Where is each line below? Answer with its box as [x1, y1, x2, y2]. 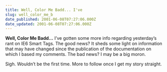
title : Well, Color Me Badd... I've [5, 7, 82, 13]
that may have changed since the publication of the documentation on [5, 46, 152, 52]
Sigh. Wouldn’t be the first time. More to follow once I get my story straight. [5, 61, 162, 67]
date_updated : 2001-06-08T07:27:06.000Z [5, 21, 92, 27]
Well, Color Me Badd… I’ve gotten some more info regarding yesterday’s [5, 35, 157, 41]
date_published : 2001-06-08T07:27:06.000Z [5, 17, 96, 22]
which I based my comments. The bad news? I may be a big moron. [5, 51, 146, 57]
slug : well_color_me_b [5, 12, 53, 17]
